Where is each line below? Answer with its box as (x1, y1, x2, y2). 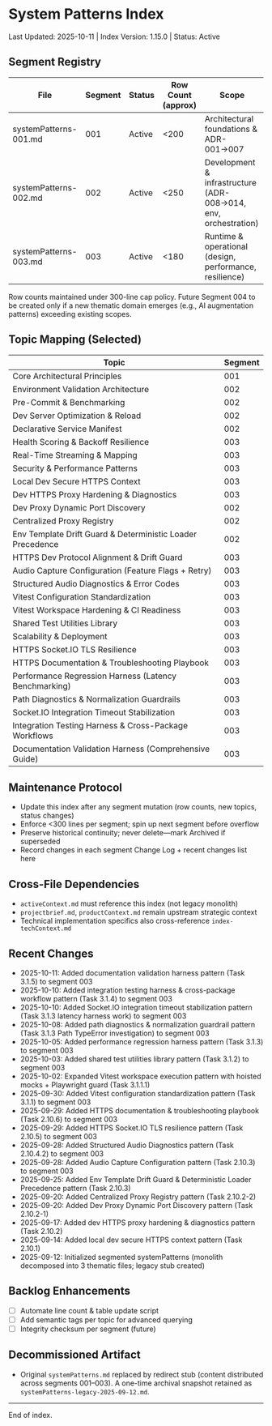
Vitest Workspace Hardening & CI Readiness (12, 604, 181, 616)
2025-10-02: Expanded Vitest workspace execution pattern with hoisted (19, 1071, 261, 1081)
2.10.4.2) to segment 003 (19, 1149, 104, 1159)
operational (204, 241, 249, 252)
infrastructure (204, 177, 257, 188)
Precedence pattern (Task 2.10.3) (19, 1184, 131, 1193)
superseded (19, 836, 61, 847)
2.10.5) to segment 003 (19, 1132, 97, 1141)
